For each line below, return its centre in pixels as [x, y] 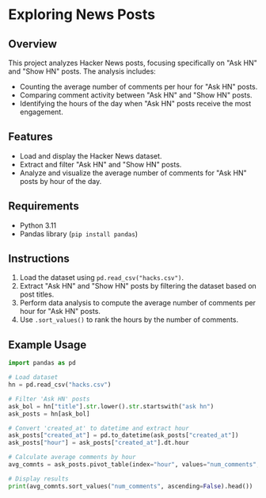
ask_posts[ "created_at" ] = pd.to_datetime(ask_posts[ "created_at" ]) [123, 435]
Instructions [39, 259]
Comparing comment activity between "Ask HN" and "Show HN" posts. [136, 95]
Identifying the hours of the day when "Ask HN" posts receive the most [135, 103]
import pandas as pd [42, 363]
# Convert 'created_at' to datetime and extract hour [99, 428]
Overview [33, 44]
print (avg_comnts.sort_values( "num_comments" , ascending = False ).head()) [131, 486]
